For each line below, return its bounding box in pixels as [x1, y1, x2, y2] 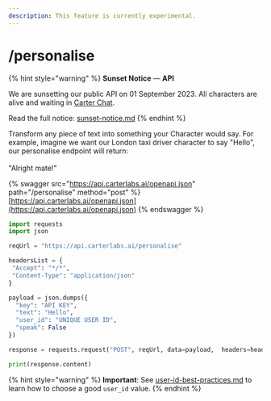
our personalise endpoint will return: [8, 146, 129, 156]
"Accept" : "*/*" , [11, 264, 70, 273]
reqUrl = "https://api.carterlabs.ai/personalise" [8, 242, 182, 250]
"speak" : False [15, 324, 67, 332]
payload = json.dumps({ [8, 294, 89, 302]
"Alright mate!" [8, 163, 57, 173]
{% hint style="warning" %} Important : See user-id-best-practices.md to [8, 374, 252, 384]
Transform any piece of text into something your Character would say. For [8, 128, 254, 138]
